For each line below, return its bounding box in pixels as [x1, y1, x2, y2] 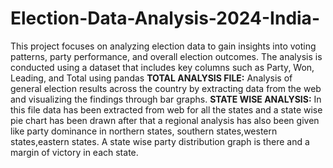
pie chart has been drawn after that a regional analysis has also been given [10, 114, 320, 126]
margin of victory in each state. [10, 146, 139, 158]
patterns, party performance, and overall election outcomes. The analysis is [10, 50, 323, 62]
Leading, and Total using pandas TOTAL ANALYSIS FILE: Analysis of [10, 72, 293, 84]
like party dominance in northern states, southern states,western [10, 125, 278, 137]
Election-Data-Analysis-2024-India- [10, 7, 320, 30]
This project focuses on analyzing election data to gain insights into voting [10, 40, 317, 52]
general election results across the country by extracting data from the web [10, 82, 322, 94]
